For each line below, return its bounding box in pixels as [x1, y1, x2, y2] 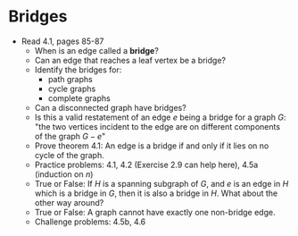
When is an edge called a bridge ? [34, 45, 160, 55]
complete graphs [47, 92, 111, 104]
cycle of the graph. [34, 149, 104, 160]
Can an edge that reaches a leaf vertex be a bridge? [34, 55, 227, 65]
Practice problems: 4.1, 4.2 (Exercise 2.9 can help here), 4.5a [34, 159, 259, 170]
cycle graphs [47, 83, 96, 94]
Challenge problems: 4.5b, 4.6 [34, 216, 146, 227]
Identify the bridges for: [34, 64, 122, 75]
